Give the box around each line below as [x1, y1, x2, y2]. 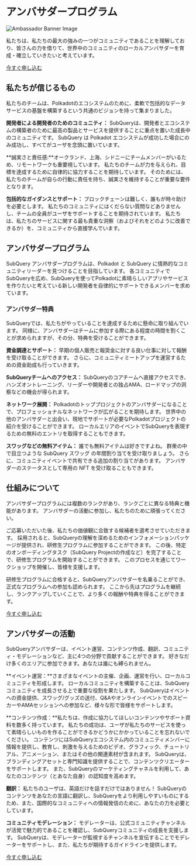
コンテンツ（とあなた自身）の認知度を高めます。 [21, 772, 139, 779]
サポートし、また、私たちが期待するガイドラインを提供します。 [26, 841, 180, 848]
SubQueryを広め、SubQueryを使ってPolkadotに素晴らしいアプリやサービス [6, 274, 188, 281]
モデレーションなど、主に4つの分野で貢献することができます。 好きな [16, 653, 184, 660]
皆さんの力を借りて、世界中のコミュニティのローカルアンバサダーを [16, 44, 180, 51]
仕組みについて [6, 483, 60, 493]
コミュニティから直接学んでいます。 [36, 225, 123, 232]
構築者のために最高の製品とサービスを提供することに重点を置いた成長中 [16, 126, 191, 133]
